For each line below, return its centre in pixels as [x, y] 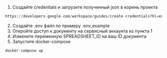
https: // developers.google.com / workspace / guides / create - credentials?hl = [82, 16]
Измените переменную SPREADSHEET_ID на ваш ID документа [79, 36]
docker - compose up [24, 51]
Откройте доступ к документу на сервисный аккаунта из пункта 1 [82, 31]
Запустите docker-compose [42, 41]
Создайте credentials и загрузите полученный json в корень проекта [85, 7]
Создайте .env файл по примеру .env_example [61, 26]
